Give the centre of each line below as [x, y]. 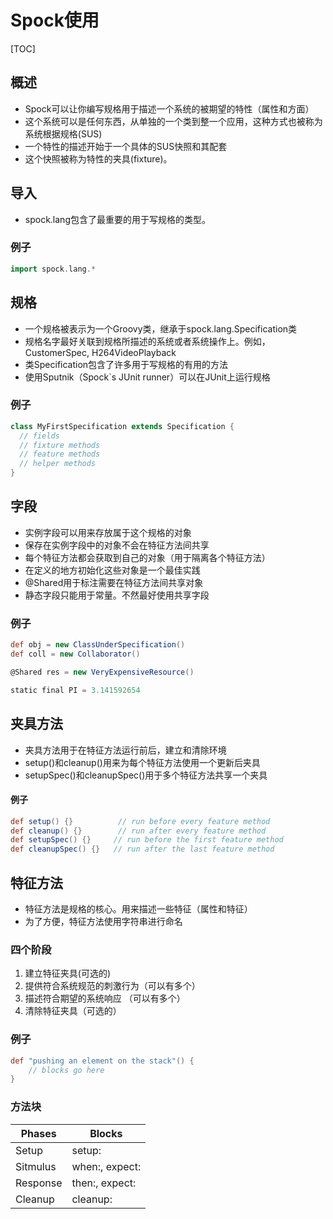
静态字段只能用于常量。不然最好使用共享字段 [117, 595]
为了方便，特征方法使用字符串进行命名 [103, 922]
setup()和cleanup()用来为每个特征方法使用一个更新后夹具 [142, 762]
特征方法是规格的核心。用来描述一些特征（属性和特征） [138, 909]
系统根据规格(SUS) [63, 133]
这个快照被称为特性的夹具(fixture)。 [98, 158]
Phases [38, 1133]
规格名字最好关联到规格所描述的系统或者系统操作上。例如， [147, 341]
